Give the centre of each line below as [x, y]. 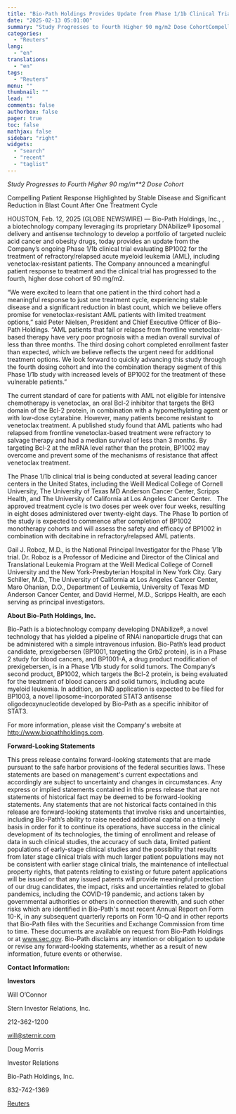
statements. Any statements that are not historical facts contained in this [112, 804]
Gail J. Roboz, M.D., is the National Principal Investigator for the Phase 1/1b [115, 550]
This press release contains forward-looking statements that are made [109, 759]
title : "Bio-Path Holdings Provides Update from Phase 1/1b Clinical [111, 14]
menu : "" [20, 86]
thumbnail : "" [28, 92]
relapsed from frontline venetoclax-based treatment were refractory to [109, 432]
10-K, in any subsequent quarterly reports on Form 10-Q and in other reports [118, 916]
